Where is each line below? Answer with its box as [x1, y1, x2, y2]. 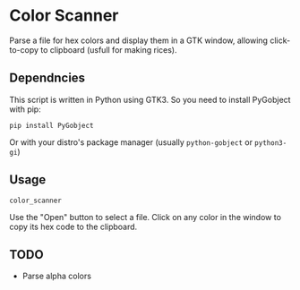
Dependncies [9, 71, 86, 86]
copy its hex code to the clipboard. [9, 221, 138, 232]
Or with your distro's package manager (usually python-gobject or [9, 136, 253, 148]
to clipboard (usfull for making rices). [39, 44, 177, 55]
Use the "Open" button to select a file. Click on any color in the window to [9, 211, 282, 222]
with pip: [9, 104, 42, 115]
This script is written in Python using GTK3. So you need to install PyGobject [9, 94, 291, 105]
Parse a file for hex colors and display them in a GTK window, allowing [9, 35, 269, 46]
